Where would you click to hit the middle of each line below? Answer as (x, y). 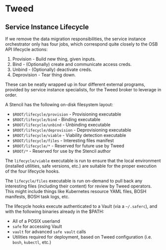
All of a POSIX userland (36, 221)
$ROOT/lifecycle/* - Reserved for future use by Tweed (68, 146)
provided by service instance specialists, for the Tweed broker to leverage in (83, 90)
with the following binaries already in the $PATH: (55, 212)
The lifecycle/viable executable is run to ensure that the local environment (83, 161)
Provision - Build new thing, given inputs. (54, 59)
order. (11, 95)
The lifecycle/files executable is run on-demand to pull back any (74, 181)
